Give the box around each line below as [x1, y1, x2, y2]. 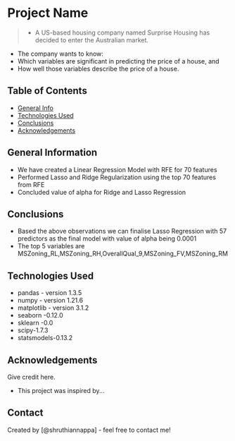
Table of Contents [7, 85, 88, 97]
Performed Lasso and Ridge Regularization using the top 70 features [17, 173, 217, 181]
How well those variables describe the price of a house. [17, 64, 179, 73]
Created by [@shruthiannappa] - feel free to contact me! [7, 425, 171, 434]
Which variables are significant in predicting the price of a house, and [17, 56, 220, 65]
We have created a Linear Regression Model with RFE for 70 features [17, 165, 217, 174]
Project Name [7, 5, 89, 21]
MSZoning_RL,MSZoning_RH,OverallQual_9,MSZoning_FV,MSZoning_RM [17, 249, 229, 258]
